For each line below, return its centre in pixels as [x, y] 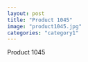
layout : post [26, 13]
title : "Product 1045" [40, 20]
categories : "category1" [43, 33]
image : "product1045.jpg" [44, 26]
